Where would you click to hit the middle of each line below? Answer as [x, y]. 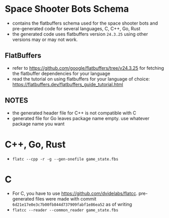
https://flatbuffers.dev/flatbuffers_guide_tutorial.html [68, 84]
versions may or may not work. [45, 39]
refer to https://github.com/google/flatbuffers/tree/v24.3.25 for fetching [88, 68]
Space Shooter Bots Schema [67, 9]
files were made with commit [66, 199]
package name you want [38, 124]
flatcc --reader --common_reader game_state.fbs [65, 210]
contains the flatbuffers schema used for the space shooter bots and [85, 23]
